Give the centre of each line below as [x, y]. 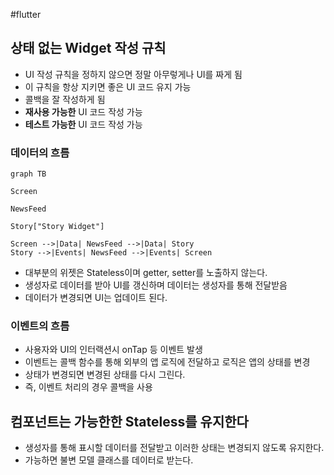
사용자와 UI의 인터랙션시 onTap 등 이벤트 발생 [113, 350]
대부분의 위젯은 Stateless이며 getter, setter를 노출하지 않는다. [146, 273]
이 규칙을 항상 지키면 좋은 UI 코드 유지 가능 [108, 86]
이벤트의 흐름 [40, 326]
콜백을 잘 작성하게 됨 [65, 99]
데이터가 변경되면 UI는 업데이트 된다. [96, 298]
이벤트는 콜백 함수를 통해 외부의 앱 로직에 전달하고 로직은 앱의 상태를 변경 [167, 362]
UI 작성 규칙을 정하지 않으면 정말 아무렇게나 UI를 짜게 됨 [133, 74]
